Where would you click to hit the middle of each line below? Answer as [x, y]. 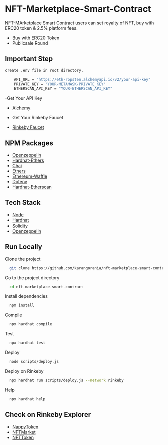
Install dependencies [27, 296]
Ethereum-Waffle [30, 176]
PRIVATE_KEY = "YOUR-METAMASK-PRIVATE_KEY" [60, 84]
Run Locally [24, 247]
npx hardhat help [28, 399]
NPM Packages [29, 143]
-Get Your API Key [24, 98]
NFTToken [23, 437]
